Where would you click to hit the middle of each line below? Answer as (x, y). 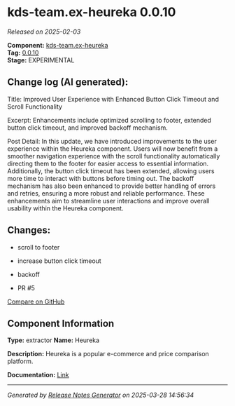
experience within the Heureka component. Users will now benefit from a (113, 149)
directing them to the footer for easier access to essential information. (108, 163)
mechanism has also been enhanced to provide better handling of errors (112, 186)
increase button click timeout (59, 261)
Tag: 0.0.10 (23, 53)
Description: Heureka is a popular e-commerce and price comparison (108, 354)
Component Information (61, 323)
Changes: (29, 230)
